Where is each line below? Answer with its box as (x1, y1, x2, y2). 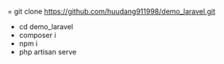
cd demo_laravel (18, 22, 73, 31)
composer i (18, 31, 56, 40)
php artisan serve (18, 47, 77, 56)
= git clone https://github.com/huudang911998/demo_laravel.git (7, 7, 216, 16)
